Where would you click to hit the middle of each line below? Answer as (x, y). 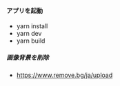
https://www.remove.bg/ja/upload (64, 75)
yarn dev (29, 34)
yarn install (32, 26)
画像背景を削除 (28, 57)
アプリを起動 (24, 10)
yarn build (31, 41)
